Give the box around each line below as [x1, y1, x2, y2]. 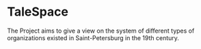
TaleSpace [7, 4, 68, 20]
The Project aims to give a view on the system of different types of [7, 27, 195, 35]
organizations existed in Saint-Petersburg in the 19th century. [7, 33, 180, 42]
